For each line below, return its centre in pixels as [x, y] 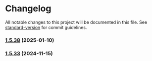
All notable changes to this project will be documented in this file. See [76, 22]
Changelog [28, 9]
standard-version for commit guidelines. [46, 27]
